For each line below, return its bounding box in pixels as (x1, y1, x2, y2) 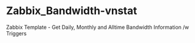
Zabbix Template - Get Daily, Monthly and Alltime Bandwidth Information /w (6, 24, 190, 31)
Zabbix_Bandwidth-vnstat (6, 4, 137, 18)
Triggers (6, 29, 27, 37)
